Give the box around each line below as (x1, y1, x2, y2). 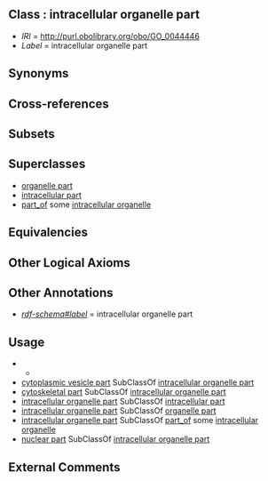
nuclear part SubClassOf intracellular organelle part (20, 434, 210, 445)
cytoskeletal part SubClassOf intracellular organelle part (20, 387, 227, 397)
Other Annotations (8, 285, 114, 301)
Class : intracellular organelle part (8, 7, 201, 22)
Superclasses (8, 156, 86, 172)
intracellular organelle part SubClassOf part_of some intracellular (20, 415, 259, 426)
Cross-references (8, 96, 110, 111)
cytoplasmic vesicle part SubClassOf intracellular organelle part (20, 377, 255, 388)
